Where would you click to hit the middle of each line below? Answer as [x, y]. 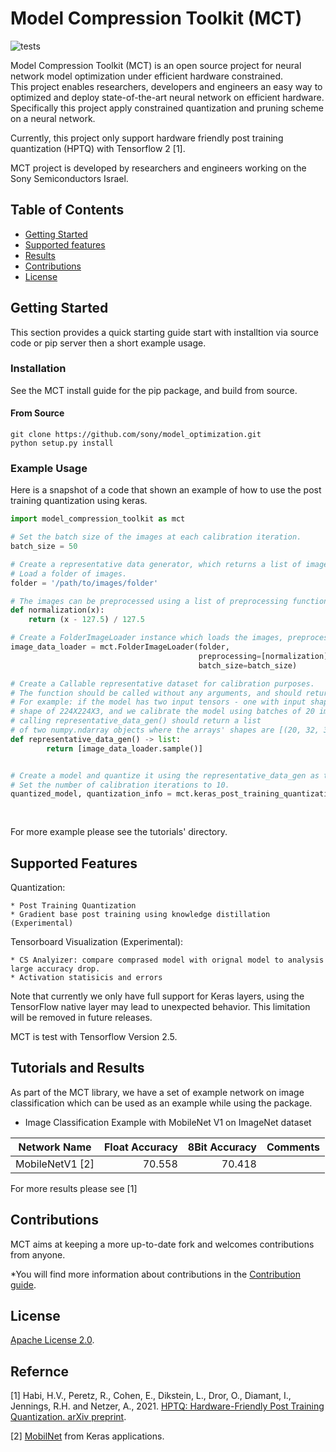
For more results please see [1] [74, 1188]
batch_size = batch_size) [248, 665]
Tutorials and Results [77, 1068]
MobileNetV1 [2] [55, 1164]
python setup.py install [62, 443]
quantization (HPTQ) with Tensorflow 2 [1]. [98, 148]
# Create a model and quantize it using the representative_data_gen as [165, 775]
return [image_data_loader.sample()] [124, 748]
